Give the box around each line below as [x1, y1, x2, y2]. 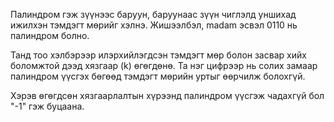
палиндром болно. [10, 30, 90, 41]
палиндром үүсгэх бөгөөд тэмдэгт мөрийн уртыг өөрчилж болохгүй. [10, 70, 306, 82]
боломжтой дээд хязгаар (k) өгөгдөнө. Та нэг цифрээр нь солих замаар [10, 60, 318, 71]
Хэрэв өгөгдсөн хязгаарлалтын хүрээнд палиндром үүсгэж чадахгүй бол [10, 90, 325, 101]
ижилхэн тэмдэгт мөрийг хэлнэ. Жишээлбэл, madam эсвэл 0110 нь [10, 19, 298, 31]
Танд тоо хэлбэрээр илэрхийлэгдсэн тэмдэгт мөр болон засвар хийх [10, 49, 307, 61]
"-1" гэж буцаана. [10, 100, 85, 112]
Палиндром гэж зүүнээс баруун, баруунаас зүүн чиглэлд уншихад [10, 9, 297, 20]
